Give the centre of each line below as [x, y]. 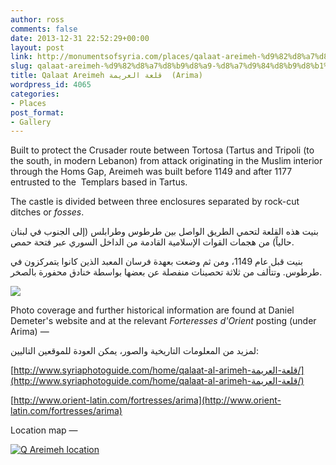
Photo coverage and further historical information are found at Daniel [152, 310]
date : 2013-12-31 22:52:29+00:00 [80, 38]
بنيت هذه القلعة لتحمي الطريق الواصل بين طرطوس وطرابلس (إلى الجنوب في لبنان [164, 232]
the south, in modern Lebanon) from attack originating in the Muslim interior [166, 161]
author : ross [37, 19]
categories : [35, 94]
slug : [21, 66]
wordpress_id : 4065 [51, 85]
